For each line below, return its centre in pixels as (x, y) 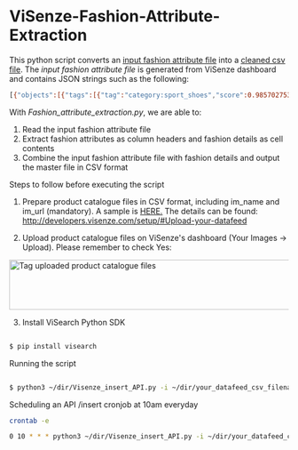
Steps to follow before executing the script (87, 184)
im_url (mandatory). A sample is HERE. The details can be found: (140, 211)
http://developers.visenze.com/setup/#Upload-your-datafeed (134, 221)
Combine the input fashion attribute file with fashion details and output (151, 157)
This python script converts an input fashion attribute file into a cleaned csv (147, 60)
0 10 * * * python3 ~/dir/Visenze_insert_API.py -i (106, 437)
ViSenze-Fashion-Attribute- (115, 16)
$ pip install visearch (53, 346)
